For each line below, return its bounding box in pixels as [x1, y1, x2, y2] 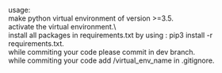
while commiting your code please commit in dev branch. [8, 48, 196, 56]
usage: [8, 6, 31, 14]
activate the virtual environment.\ [8, 22, 117, 31]
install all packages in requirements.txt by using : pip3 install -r [8, 30, 212, 40]
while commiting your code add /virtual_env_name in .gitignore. [8, 56, 215, 65]
